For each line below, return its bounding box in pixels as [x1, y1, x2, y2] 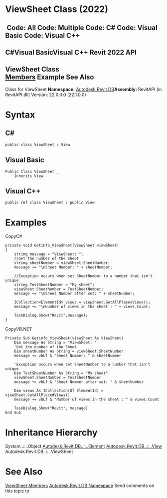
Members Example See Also [5, 73, 94, 81]
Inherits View [14, 173, 43, 178]
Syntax [5, 109, 35, 120]
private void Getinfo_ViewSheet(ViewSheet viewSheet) [5, 243, 120, 248]
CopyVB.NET [5, 326, 32, 332]
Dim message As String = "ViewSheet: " [14, 340, 97, 345]
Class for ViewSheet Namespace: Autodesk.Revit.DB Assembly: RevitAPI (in [5, 86, 162, 92]
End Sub [5, 410, 21, 415]
